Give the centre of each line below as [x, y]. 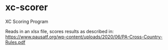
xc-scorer [27, 7]
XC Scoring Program [27, 21]
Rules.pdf [15, 42]
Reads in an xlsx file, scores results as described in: [60, 31]
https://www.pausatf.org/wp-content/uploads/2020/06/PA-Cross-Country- [84, 37]
